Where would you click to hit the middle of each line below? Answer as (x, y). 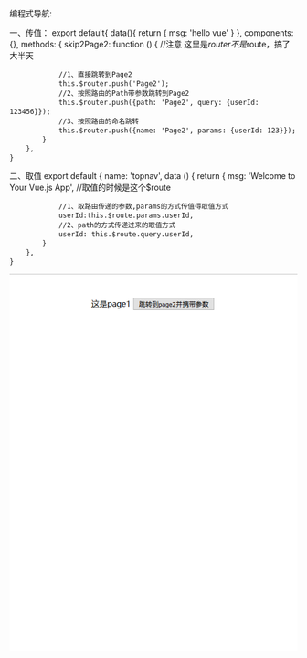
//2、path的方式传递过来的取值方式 (117, 225)
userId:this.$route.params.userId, (126, 215)
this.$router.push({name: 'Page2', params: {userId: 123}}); (177, 131)
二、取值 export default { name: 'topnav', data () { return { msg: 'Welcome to (153, 176)
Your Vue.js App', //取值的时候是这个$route (90, 187)
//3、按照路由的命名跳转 (99, 121)
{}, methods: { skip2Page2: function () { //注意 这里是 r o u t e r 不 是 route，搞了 (150, 44)
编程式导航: (31, 13)
